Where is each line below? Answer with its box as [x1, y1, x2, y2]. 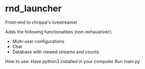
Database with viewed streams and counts [12, 49, 99, 55]
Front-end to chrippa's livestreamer [5, 19, 78, 25]
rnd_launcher [5, 3, 62, 14]
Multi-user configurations [12, 38, 65, 44]
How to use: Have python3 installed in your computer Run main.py [5, 58, 140, 64]
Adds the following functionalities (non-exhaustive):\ [5, 29, 112, 34]
